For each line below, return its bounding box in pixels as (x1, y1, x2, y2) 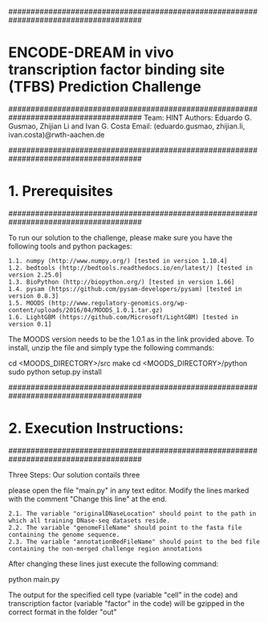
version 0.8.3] (8, 292, 59, 300)
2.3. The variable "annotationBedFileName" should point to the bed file (8, 538, 261, 546)
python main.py (8, 574, 60, 584)
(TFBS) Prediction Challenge (8, 78, 202, 96)
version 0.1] (8, 320, 52, 328)
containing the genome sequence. (8, 531, 120, 539)
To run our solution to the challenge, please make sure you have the (8, 232, 233, 242)
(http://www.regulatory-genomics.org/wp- (47, 299, 189, 307)
